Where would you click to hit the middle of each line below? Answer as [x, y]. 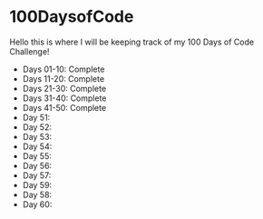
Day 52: [37, 127]
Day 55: [37, 155]
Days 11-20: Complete [63, 78]
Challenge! [29, 51]
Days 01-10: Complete [63, 69]
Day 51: [36, 117]
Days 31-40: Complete [64, 98]
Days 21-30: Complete [64, 88]
